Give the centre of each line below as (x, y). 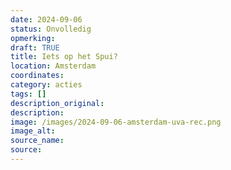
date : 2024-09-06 (46, 19)
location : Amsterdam (53, 66)
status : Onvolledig (51, 29)
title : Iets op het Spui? (64, 57)
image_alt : (33, 131)
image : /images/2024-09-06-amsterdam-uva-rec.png (116, 122)
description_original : (57, 103)
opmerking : (33, 38)
